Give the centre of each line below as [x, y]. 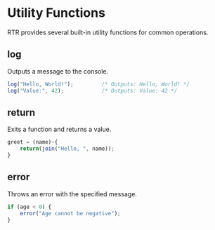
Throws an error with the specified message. [72, 194]
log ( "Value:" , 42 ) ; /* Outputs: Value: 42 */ [92, 90]
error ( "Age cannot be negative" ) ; [70, 213]
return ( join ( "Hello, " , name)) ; [67, 149]
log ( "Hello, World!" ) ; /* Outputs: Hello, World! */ [99, 84]
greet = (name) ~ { [33, 142]
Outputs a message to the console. [58, 71]
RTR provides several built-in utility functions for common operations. [108, 32]
